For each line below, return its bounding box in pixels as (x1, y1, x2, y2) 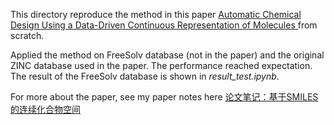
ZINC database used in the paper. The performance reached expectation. (10, 60, 313, 71)
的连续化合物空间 (10, 104, 81, 115)
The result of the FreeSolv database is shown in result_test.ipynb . (10, 70, 280, 82)
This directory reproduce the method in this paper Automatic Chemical (10, 9, 302, 20)
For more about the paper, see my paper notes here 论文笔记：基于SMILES (10, 91, 319, 103)
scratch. (10, 30, 45, 41)
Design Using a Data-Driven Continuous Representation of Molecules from (10, 19, 318, 31)
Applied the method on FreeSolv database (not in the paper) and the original (10, 49, 325, 61)
